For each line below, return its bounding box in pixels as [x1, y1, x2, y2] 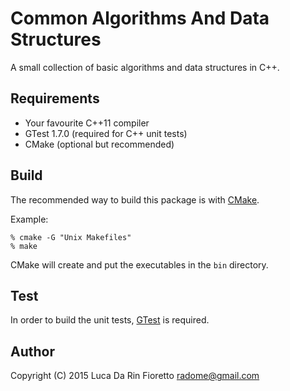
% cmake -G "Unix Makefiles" [10, 232, 132, 242]
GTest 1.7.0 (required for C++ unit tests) [24, 127, 188, 139]
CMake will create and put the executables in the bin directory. [10, 258, 269, 271]
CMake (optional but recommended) [24, 138, 175, 150]
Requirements [10, 90, 100, 107]
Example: [10, 213, 49, 225]
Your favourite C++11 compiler [24, 117, 150, 129]
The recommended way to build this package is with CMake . [10, 193, 260, 206]
